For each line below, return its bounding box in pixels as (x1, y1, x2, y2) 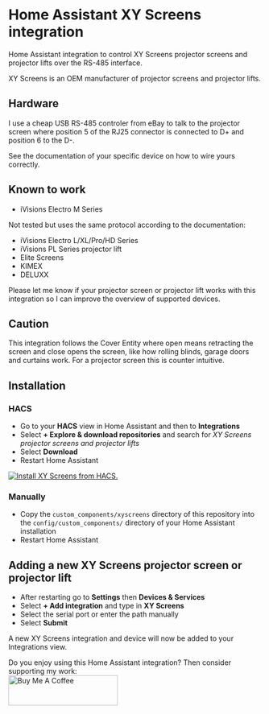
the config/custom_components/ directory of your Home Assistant (19, 518, 235, 528)
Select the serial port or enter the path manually (19, 609, 179, 619)
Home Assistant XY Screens (8, 6, 201, 24)
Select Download (19, 447, 78, 456)
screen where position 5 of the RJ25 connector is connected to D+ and (8, 126, 244, 136)
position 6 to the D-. (8, 135, 75, 145)
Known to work (8, 183, 86, 196)
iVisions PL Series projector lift (19, 244, 122, 254)
